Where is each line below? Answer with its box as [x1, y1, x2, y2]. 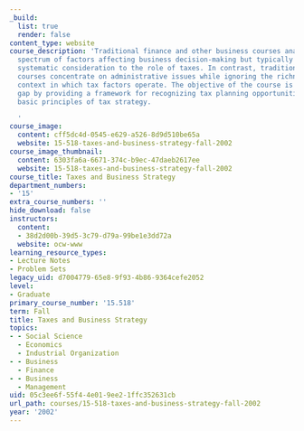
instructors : [9, 214, 59, 223]
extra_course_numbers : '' [9, 198, 107, 207]
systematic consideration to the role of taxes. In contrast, [17, 64, 257, 73]
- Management [17, 382, 67, 391]
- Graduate [9, 290, 51, 299]
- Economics [17, 341, 63, 350]
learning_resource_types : [9, 248, 107, 258]
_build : [9, 13, 39, 23]
